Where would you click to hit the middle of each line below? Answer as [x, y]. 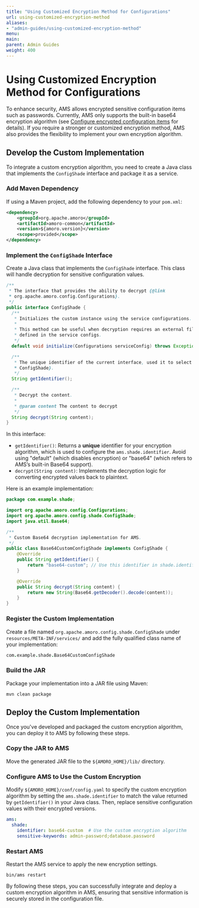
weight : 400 [21, 50]
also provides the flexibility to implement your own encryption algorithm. [94, 134]
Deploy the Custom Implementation [73, 712]
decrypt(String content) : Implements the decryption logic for [90, 471]
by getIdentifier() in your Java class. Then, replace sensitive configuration [99, 802]
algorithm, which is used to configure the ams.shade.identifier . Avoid [100, 452]
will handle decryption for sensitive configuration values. [75, 274]
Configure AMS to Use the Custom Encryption [73, 777]
